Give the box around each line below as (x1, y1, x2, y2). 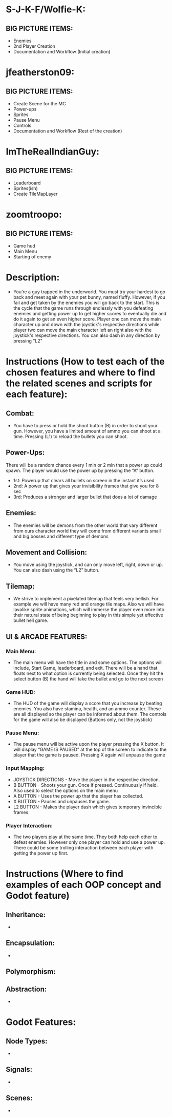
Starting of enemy (13, 254, 52, 260)
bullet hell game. (13, 617, 49, 623)
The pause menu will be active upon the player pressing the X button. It (13, 741, 164, 747)
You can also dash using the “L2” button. (13, 567, 100, 573)
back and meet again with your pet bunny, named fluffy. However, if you (13, 294, 165, 300)
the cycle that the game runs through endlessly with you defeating (13, 305, 154, 311)
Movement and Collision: (6, 548, 88, 557)
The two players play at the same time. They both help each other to (13, 834, 158, 840)
